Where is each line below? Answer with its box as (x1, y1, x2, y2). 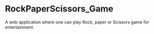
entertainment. (5, 24, 35, 30)
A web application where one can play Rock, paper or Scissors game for (5, 19, 149, 25)
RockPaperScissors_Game (5, 3, 114, 14)
